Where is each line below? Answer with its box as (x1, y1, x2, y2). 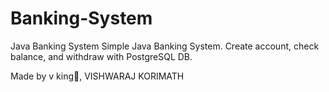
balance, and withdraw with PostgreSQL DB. (10, 50, 193, 62)
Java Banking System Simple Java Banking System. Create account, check (10, 40, 320, 52)
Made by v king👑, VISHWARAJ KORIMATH (10, 70, 185, 82)
